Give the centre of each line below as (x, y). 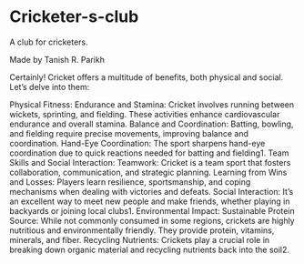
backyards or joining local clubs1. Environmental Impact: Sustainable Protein (152, 210)
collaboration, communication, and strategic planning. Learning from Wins (148, 172)
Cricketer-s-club (74, 17)
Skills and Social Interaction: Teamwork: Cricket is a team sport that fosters (150, 162)
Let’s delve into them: (50, 86)
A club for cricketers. (49, 42)
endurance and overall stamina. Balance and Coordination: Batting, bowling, (152, 124)
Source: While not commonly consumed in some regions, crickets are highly (152, 220)
